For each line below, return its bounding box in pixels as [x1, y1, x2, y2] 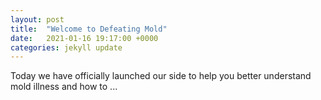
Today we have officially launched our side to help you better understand [10, 70, 312, 82]
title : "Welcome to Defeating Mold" [10, 24, 168, 34]
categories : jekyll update [10, 42, 123, 53]
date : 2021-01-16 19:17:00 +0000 [10, 33, 159, 43]
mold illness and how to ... [10, 81, 118, 93]
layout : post [10, 14, 65, 25]
